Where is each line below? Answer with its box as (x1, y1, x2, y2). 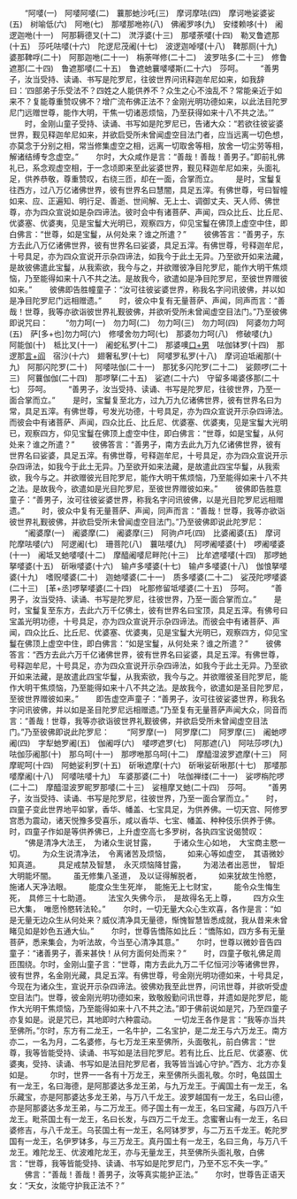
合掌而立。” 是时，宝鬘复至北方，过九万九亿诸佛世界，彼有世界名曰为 (16, 395, 283, 405)
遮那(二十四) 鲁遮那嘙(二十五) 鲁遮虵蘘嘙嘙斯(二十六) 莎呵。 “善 (9, 63, 272, 73)
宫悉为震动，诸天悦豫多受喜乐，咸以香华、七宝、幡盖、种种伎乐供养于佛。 (9, 815, 280, 826)
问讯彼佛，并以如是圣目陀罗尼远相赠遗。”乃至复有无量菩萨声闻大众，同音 (16, 704, 280, 715)
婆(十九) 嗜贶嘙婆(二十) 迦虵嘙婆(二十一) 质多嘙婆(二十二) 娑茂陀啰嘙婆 (9, 572, 287, 582)
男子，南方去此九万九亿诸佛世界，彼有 (141, 439, 282, 450)
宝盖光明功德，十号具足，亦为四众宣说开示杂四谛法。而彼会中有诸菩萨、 (9, 616, 272, 626)
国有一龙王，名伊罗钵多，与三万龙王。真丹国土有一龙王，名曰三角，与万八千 (9, 1136, 288, 1146)
